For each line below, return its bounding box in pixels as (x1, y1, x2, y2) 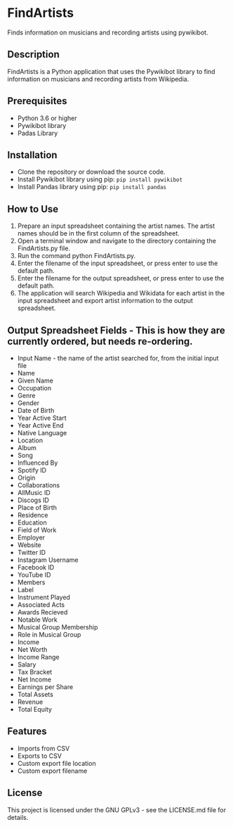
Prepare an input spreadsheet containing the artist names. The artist (17, 222, 215, 230)
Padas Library (17, 129, 58, 137)
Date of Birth (17, 406, 55, 414)
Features (7, 726, 47, 738)
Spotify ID (17, 466, 47, 474)
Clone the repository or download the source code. (17, 167, 166, 177)
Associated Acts (17, 601, 65, 609)
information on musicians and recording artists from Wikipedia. (7, 75, 189, 83)
